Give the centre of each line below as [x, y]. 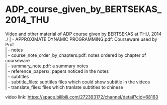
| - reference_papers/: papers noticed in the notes [57, 71]
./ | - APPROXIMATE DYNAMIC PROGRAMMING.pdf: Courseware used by [81, 39]
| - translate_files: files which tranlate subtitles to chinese [64, 87]
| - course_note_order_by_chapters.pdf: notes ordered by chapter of [76, 55]
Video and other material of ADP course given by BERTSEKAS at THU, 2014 [83, 34]
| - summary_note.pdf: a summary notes [47, 66]
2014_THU [27, 20]
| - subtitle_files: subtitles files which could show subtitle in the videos [78, 82]
